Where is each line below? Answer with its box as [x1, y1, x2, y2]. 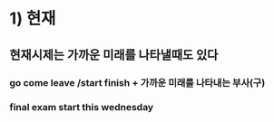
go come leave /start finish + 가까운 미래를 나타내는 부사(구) [9, 76, 266, 89]
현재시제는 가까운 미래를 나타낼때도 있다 [9, 47, 219, 62]
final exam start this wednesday [9, 101, 154, 114]
